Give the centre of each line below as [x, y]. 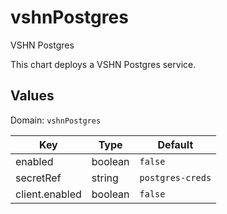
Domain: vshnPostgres [56, 120]
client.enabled [48, 194]
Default [175, 144]
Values [32, 96]
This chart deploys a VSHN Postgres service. [103, 64]
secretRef [38, 178]
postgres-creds [175, 177]
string [105, 178]
